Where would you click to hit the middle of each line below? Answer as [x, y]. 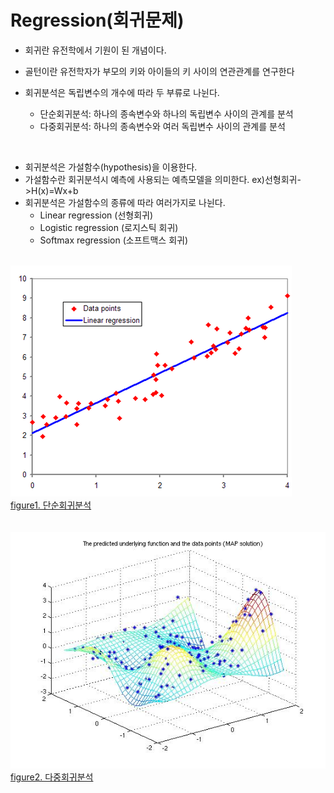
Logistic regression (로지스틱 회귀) [109, 227]
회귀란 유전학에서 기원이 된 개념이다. [95, 50]
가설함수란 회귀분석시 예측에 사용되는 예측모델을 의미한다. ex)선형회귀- [163, 179]
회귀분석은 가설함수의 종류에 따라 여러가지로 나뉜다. [125, 202]
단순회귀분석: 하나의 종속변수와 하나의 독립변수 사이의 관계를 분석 [166, 113]
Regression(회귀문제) [97, 20]
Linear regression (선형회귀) [96, 215]
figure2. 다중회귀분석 [52, 777]
